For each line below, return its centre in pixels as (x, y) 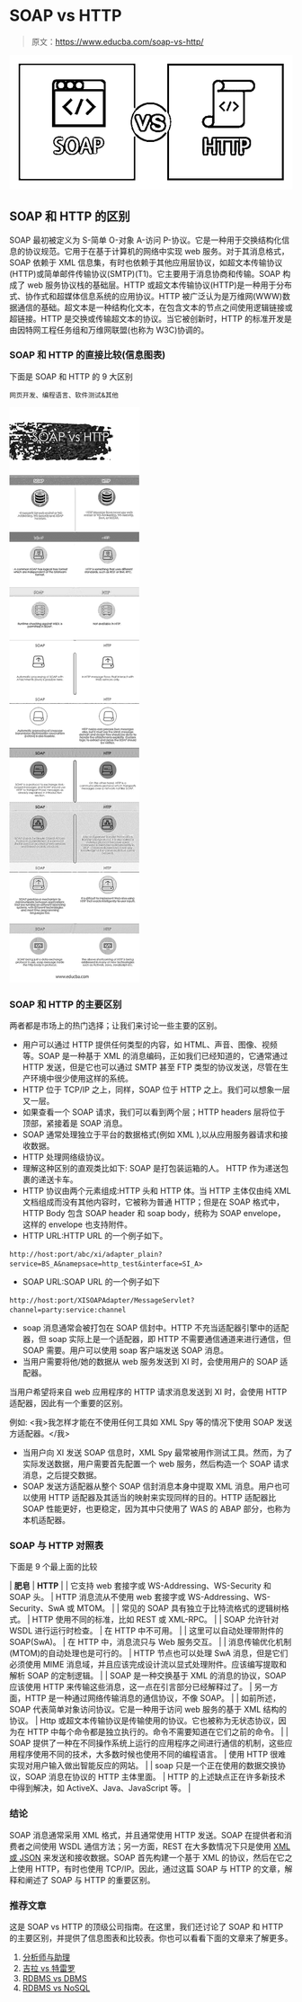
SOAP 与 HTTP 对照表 (57, 1545)
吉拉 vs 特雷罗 (49, 1969)
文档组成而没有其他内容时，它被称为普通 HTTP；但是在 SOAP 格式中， (153, 1202)
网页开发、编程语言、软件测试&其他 (64, 395)
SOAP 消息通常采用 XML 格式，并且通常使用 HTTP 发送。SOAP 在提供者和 (147, 1835)
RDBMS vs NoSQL (56, 1989)
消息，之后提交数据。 (62, 1475)
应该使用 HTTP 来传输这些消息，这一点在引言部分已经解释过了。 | (131, 1687)
